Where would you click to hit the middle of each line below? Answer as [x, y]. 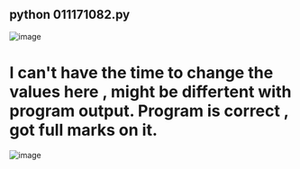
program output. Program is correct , [149, 111]
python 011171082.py [70, 15]
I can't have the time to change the [141, 73]
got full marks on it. [83, 130]
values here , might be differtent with [150, 92]
